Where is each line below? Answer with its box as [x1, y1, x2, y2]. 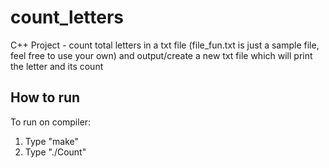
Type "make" [24, 135, 79, 147]
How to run [10, 89, 81, 106]
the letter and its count [10, 60, 104, 72]
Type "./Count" [24, 146, 87, 158]
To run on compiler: [10, 116, 92, 128]
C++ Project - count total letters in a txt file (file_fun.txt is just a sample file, [10, 39, 320, 51]
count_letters [10, 6, 125, 29]
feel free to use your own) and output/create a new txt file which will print [10, 49, 313, 61]
